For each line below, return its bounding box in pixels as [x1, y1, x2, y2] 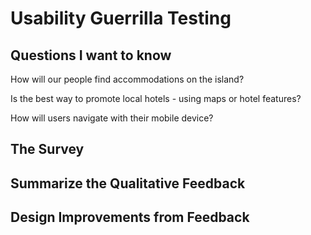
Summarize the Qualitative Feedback [10, 175, 246, 192]
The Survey [10, 141, 85, 158]
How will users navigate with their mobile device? [10, 112, 214, 124]
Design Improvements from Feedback [10, 209, 250, 226]
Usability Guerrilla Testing [10, 7, 232, 30]
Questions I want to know [10, 47, 172, 64]
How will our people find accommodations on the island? [10, 73, 245, 85]
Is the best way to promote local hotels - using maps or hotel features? [10, 93, 302, 104]
